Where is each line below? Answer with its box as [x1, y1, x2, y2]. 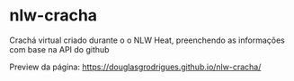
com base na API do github [9, 44, 110, 54]
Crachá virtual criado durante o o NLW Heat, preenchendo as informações [9, 35, 285, 45]
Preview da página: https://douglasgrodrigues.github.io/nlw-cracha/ [9, 61, 262, 72]
